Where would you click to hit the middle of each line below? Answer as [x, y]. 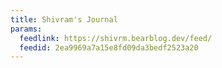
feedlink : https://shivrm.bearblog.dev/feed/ [116, 38]
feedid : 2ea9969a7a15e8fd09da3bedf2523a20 [109, 47]
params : [26, 29]
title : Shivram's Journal [64, 19]
